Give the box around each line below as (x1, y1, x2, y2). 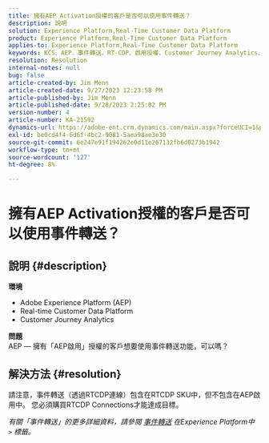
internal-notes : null (8, 64, 81, 72)
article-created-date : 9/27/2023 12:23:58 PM (8, 86, 163, 95)
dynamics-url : (8, 123, 56, 131)
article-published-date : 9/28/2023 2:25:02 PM (8, 101, 167, 109)
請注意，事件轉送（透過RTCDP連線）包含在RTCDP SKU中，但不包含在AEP (8, 389, 254, 399)
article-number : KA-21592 (8, 116, 94, 124)
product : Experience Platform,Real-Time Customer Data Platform (8, 34, 227, 42)
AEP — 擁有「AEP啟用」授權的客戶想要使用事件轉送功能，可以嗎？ (8, 341, 229, 351)
